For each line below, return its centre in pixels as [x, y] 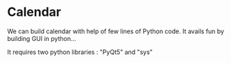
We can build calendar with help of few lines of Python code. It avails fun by [115, 31]
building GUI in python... [42, 38]
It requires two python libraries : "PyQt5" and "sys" [80, 52]
